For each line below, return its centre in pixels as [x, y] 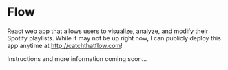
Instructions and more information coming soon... [77, 58]
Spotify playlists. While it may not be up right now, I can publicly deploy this [114, 38]
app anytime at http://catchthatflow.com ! [65, 45]
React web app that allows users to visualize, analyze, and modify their [108, 31]
